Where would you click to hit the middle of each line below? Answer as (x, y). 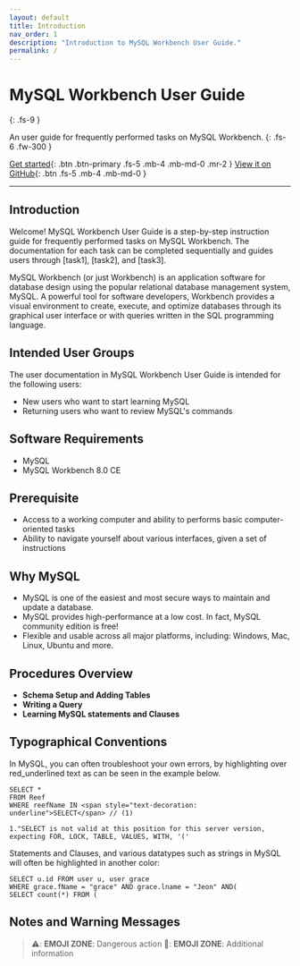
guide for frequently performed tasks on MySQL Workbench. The (129, 241)
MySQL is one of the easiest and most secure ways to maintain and (146, 598)
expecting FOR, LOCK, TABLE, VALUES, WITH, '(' (100, 836)
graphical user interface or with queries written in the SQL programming (142, 315)
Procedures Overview (71, 673)
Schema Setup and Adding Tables (86, 695)
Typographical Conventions (88, 742)
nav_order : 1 (33, 34)
